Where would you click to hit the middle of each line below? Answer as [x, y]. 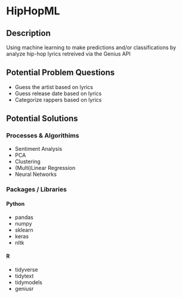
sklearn [24, 230]
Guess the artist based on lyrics [54, 87]
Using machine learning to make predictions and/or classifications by [91, 47]
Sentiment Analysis [38, 148]
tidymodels [29, 282]
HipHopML [33, 11]
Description [28, 33]
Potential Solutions [42, 119]
